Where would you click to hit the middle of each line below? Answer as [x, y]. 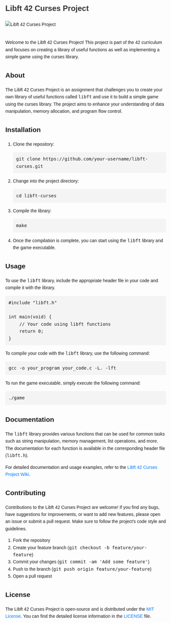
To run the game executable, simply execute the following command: [73, 383]
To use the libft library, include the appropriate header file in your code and [82, 281]
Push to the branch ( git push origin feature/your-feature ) [82, 569]
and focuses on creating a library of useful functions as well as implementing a [82, 49]
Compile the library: [32, 211]
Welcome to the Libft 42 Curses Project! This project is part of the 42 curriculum [84, 43]
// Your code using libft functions [65, 324]
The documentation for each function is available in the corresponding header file [85, 448]
